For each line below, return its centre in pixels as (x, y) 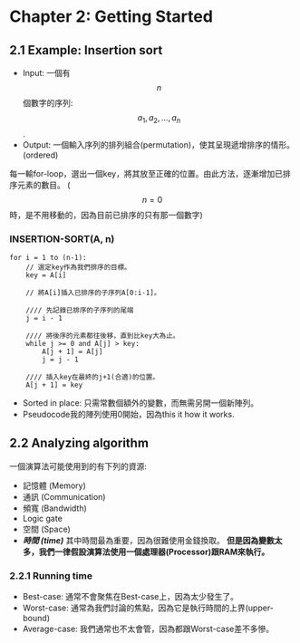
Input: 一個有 (46, 73)
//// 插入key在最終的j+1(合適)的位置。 (93, 378)
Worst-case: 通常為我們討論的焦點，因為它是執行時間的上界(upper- (148, 608)
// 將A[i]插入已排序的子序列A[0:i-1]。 (93, 293)
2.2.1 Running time (51, 575)
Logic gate (43, 518)
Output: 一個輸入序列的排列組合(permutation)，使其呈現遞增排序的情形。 (158, 144)
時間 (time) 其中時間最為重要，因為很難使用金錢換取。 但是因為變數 (148, 540)
